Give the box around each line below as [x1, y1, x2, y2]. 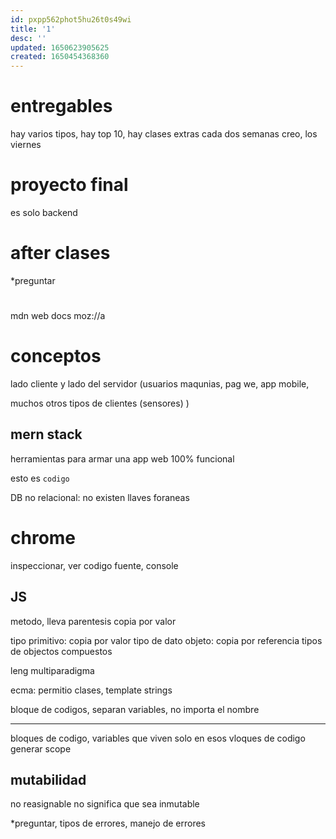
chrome [10, 527, 77, 550]
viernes [10, 139, 42, 151]
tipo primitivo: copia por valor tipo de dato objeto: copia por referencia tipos [10, 634, 323, 646]
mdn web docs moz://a [10, 310, 106, 322]
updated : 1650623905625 [10, 42, 110, 53]
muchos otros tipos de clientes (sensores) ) [10, 397, 190, 410]
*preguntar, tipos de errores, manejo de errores [10, 817, 207, 830]
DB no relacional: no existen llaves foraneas [10, 491, 190, 503]
